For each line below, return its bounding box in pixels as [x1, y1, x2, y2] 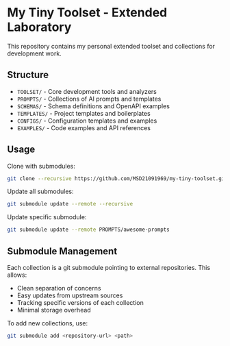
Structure [7, 69, 49, 81]
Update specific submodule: [7, 213, 87, 221]
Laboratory [7, 19, 72, 35]
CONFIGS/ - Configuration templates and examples [16, 116, 157, 125]
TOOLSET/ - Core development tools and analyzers [16, 87, 157, 95]
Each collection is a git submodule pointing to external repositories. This [7, 264, 211, 271]
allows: [7, 271, 27, 279]
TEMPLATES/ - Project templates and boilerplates [16, 109, 151, 117]
